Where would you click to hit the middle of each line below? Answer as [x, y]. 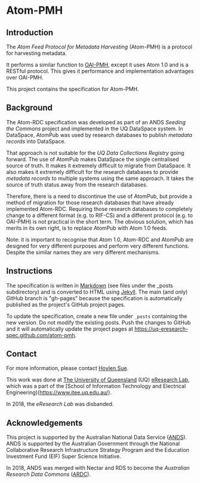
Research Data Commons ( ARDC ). [49, 474]
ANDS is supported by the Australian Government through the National [93, 444]
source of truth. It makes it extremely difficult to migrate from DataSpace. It [99, 166]
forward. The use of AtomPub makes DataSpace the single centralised [93, 159]
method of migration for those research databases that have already [90, 202]
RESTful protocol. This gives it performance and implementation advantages [100, 71]
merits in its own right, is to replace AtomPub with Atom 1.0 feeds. [87, 228]
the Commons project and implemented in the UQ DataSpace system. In [95, 129]
